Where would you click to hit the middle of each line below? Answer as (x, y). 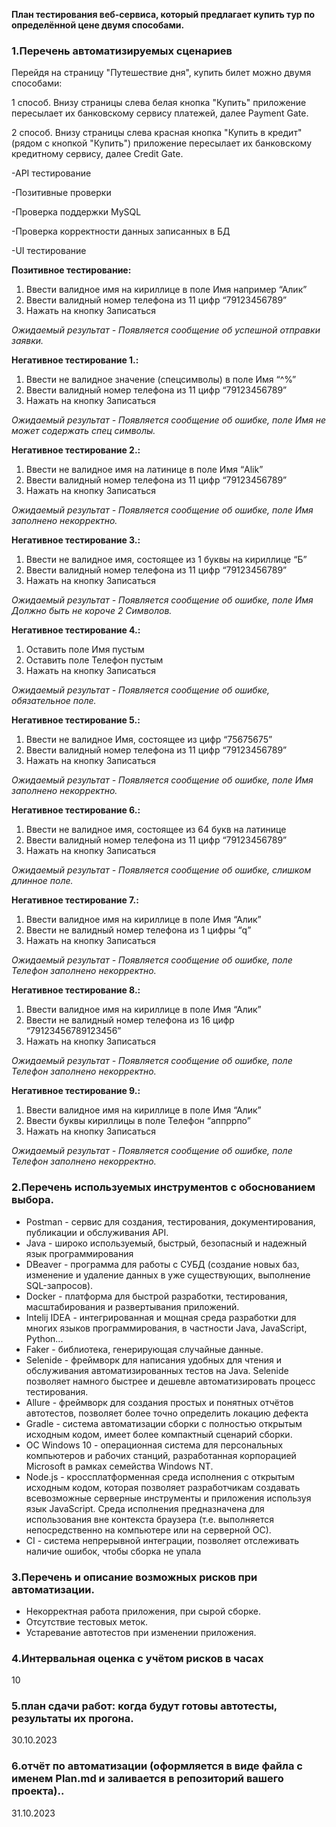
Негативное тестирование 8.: (76, 990)
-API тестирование (51, 173)
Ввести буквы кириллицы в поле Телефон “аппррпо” (138, 1121)
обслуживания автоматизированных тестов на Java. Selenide (157, 1370)
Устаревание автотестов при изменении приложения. (141, 1632)
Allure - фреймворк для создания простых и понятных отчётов (159, 1402)
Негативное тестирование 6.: (76, 810)
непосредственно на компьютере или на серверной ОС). (148, 1530)
